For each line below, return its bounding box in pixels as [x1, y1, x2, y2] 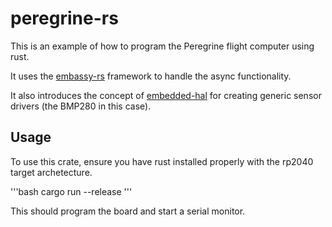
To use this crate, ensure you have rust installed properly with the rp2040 [10, 155, 314, 167]
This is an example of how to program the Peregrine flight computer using [10, 40, 315, 52]
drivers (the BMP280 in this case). [10, 100, 152, 112]
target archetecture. [10, 166, 93, 178]
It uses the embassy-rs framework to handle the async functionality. [10, 70, 292, 82]
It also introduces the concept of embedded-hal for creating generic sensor [10, 89, 322, 101]
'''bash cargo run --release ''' [10, 185, 133, 197]
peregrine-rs [10, 7, 119, 30]
